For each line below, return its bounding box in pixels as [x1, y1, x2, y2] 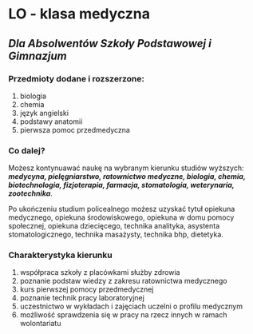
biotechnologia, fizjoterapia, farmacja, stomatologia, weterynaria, [8, 181, 235, 190]
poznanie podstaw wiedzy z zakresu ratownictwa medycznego [19, 276, 227, 286]
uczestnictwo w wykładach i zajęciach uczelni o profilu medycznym [19, 301, 243, 312]
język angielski [19, 108, 69, 117]
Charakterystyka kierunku [8, 249, 113, 260]
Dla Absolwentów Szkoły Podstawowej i [8, 37, 211, 50]
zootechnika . [8, 189, 53, 198]
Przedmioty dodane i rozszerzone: [8, 73, 145, 84]
